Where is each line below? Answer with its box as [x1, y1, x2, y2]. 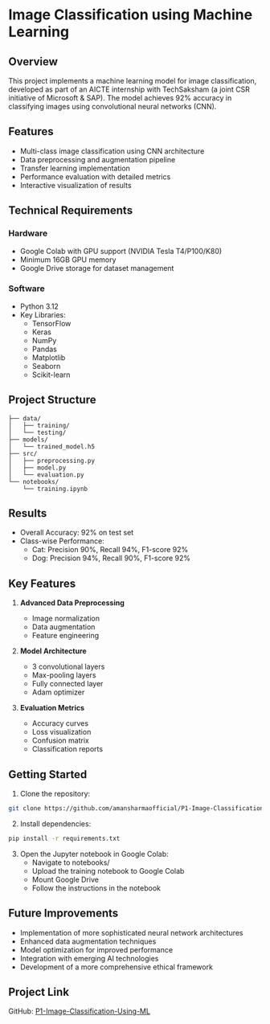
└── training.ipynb [22, 485, 88, 493]
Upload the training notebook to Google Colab [31, 866, 185, 875]
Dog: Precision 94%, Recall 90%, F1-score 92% [31, 553, 191, 563]
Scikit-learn [31, 370, 71, 379]
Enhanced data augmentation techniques [19, 936, 157, 946]
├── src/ [8, 449, 38, 457]
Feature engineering [31, 631, 100, 641]
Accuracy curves [31, 719, 89, 728]
